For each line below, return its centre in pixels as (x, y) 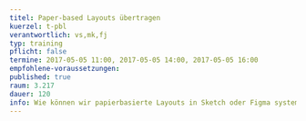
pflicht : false (38, 52)
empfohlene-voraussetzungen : (65, 69)
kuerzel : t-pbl (38, 26)
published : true (40, 77)
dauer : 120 (30, 94)
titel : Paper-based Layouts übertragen (85, 18)
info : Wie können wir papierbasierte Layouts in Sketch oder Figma (140, 102)
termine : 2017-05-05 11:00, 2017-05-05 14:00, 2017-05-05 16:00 (134, 60)
